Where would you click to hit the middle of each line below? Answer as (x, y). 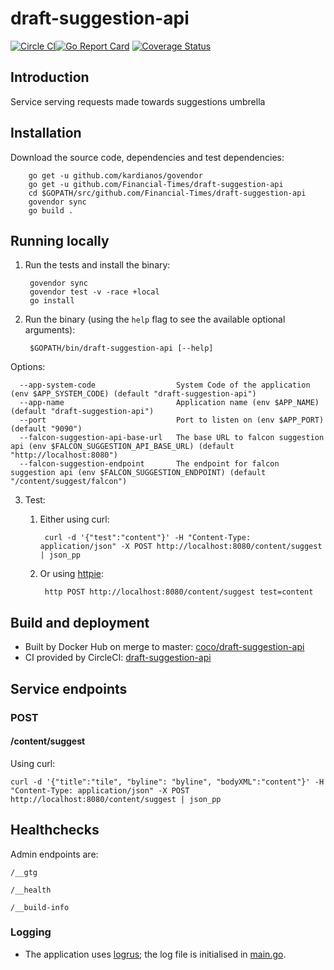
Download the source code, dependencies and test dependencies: (147, 157)
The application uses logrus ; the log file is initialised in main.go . (155, 954)
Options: (28, 367)
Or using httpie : (71, 574)
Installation (46, 133)
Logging (31, 932)
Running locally (60, 240)
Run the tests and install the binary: (97, 265)
